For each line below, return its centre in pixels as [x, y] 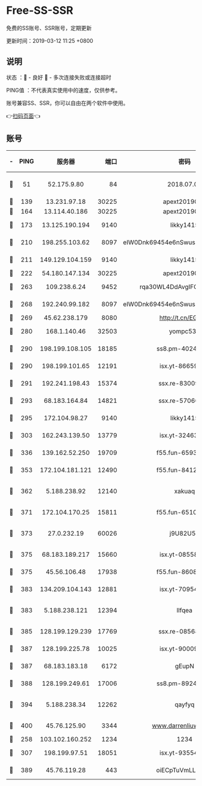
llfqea [185, 610]
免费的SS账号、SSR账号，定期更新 [49, 28]
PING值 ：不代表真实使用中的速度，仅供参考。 [63, 90]
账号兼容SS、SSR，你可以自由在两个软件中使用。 [67, 103]
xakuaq [185, 491]
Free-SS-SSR [40, 11]
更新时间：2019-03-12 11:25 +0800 [50, 40]
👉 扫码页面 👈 [23, 116]
